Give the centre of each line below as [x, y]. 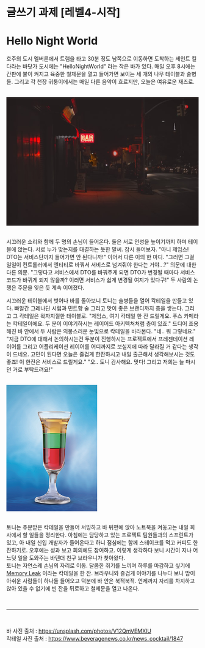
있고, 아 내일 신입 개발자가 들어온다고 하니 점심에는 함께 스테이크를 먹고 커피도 [99, 543]
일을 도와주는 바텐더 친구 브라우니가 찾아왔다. [71, 558]
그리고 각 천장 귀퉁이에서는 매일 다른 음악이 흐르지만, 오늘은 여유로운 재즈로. [105, 82]
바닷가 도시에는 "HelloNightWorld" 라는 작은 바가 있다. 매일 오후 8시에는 [109, 66]
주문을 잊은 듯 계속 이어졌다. [51, 288]
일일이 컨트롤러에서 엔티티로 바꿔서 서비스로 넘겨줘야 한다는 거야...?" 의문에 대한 [101, 265]
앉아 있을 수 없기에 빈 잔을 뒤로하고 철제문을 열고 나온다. [73, 589]
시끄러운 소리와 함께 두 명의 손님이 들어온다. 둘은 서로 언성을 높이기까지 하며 [97, 242]
